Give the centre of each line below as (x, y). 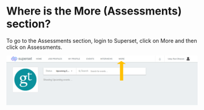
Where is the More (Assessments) (94, 11)
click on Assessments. (34, 47)
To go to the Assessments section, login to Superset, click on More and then (102, 40)
